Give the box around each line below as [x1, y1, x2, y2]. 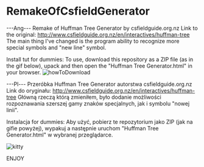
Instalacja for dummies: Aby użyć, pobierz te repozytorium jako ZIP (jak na [6, 118, 193, 126]
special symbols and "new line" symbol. [6, 44, 107, 51]
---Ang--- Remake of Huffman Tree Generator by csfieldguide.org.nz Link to [6, 24, 198, 32]
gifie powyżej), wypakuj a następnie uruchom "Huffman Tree [6, 124, 159, 132]
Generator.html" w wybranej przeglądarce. [6, 131, 113, 138]
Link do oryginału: [6, 87, 52, 94]
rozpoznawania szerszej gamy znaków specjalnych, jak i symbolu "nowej [6, 99, 190, 107]
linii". [6, 106, 19, 113]
